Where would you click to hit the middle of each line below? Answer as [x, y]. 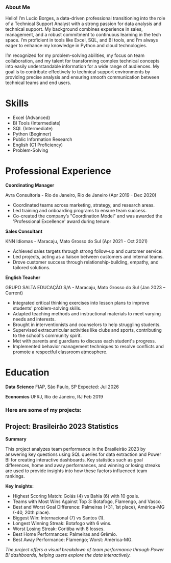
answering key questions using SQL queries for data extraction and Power [83, 454]
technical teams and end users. [38, 83]
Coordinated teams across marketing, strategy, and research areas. [83, 205]
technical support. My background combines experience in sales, [74, 29]
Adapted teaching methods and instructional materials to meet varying [87, 314]
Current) [14, 293]
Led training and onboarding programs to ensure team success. [80, 211]
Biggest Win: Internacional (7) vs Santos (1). [59, 518]
